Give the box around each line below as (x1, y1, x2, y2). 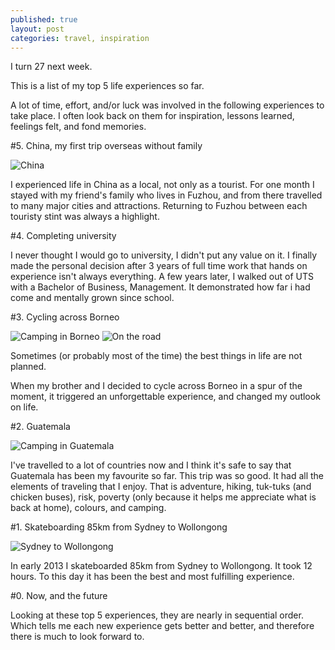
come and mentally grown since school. (10, 292, 175, 304)
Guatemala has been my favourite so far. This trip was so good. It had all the (10, 470, 325, 482)
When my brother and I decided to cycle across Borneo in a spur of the (10, 380, 303, 392)
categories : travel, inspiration (10, 33, 150, 43)
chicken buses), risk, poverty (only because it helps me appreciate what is (10, 491, 317, 503)
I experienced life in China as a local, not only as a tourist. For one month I (10, 179, 315, 191)
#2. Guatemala (10, 421, 71, 433)
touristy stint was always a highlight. (10, 211, 160, 223)
